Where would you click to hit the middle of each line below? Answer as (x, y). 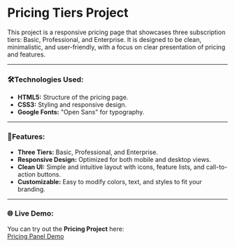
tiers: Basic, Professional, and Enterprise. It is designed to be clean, (104, 39)
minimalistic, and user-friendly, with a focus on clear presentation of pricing (116, 47)
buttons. (49, 174)
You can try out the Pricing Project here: (66, 229)
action (27, 174)
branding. (31, 189)
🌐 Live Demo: (30, 214)
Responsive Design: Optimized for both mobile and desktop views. (114, 159)
